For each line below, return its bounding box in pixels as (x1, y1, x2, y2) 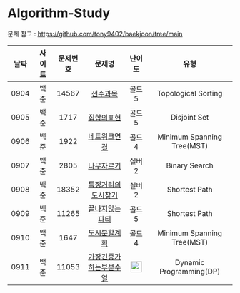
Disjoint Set (170, 112, 209, 122)
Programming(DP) (159, 266, 221, 276)
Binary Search (166, 160, 214, 170)
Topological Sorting (156, 88, 223, 98)
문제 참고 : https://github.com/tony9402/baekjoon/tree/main (7, 29, 183, 38)
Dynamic (174, 257, 205, 267)
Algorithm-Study (7, 5, 111, 21)
